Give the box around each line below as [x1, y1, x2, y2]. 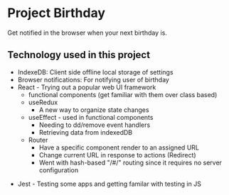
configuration [38, 165, 79, 174]
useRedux [28, 98, 58, 106]
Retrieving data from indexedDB [38, 128, 133, 136]
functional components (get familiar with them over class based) [28, 90, 218, 99]
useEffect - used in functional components [28, 113, 154, 121]
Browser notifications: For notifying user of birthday [17, 75, 169, 84]
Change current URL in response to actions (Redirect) [38, 150, 197, 159]
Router [28, 135, 48, 144]
